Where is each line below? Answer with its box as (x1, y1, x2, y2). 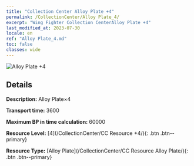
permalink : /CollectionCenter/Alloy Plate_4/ (6, 14, 119, 20)
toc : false (6, 42, 33, 48)
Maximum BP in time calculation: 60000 (6, 118, 106, 125)
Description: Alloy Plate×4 (6, 95, 71, 103)
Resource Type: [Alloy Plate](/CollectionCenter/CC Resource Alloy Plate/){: (6, 147, 188, 154)
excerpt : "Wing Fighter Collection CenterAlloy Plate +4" (6, 19, 151, 25)
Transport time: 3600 (6, 107, 60, 114)
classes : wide (6, 47, 41, 53)
